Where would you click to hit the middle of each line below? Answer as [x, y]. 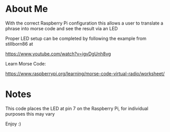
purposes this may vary [30, 114]
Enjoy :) [13, 124]
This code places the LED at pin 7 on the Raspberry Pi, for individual [77, 108]
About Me [27, 9]
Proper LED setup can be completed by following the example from [76, 38]
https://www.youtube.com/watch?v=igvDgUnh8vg [58, 54]
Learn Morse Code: [26, 63]
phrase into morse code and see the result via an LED [62, 28]
